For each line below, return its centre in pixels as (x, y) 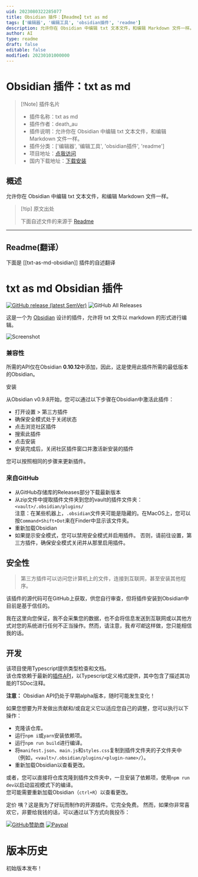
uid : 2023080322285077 (34, 12)
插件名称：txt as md (54, 116)
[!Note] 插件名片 (40, 104)
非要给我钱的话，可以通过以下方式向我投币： (76, 812)
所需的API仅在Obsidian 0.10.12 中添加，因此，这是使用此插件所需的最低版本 (97, 367)
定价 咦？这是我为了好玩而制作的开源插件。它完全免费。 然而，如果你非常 (95, 805)
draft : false (22, 45)
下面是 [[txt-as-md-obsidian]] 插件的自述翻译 (61, 262)
